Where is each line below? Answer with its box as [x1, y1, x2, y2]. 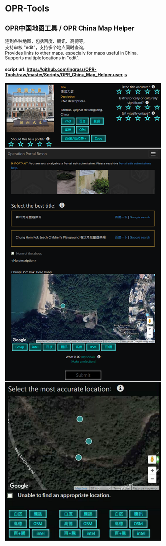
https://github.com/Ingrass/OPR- [26, 66, 97, 72]
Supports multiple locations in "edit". [5, 55, 80, 61]
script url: [5, 66, 26, 72]
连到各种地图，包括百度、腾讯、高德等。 [5, 38, 87, 44]
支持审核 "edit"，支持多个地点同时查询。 [5, 44, 87, 50]
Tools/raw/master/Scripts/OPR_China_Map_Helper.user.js [5, 71, 127, 77]
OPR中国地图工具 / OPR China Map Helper [5, 24, 135, 32]
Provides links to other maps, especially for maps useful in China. [5, 50, 138, 55]
